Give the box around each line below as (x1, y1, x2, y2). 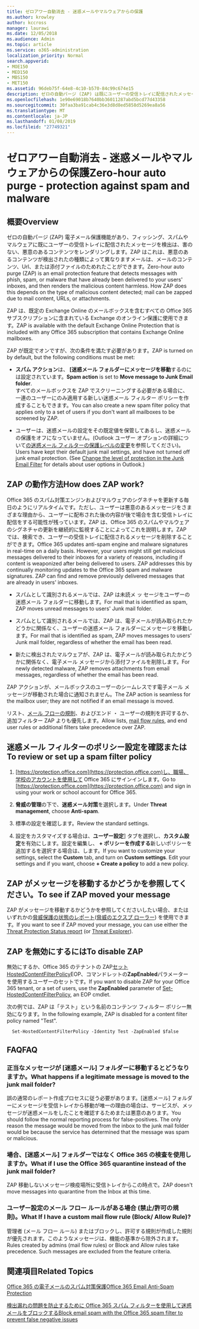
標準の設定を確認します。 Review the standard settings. (15, 820, 149, 827)
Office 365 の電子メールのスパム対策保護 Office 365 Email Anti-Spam (6, 1283, 174, 1290)
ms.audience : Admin (6, 36, 55, 42)
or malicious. (6, 1134, 38, 1142)
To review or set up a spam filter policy (6, 752, 152, 762)
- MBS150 (6, 75, 28, 80)
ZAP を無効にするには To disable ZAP (6, 946, 143, 956)
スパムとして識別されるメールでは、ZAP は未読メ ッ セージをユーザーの (15, 591, 191, 598)
